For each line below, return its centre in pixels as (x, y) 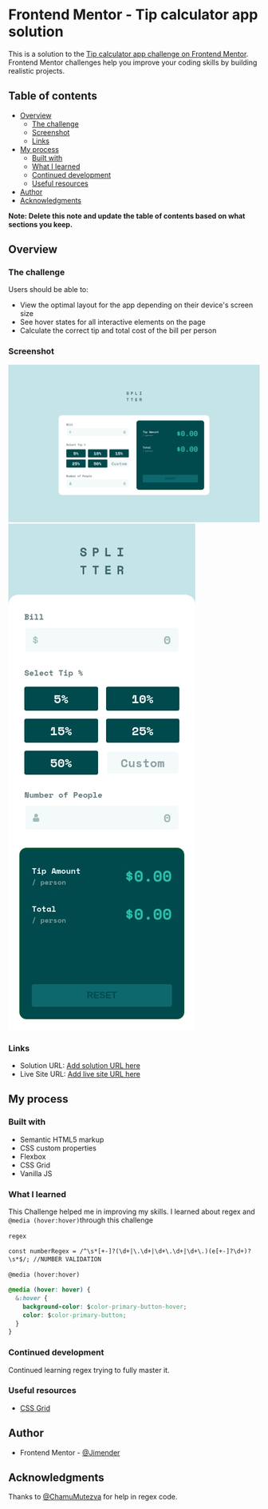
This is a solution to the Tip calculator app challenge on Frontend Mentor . (128, 54)
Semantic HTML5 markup (62, 1139)
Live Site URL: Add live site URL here (80, 1075)
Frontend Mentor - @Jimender (70, 1452)
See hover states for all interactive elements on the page (112, 322)
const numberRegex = (43, 1251)
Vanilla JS (36, 1173)
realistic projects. (37, 70)
